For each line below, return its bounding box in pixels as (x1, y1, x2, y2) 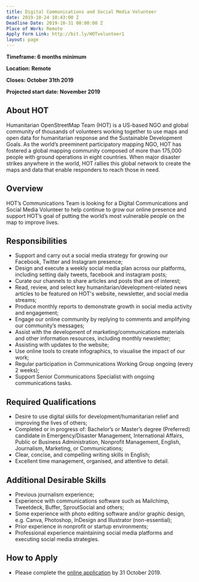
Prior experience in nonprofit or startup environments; (14, 523, 149, 530)
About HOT (6, 106, 49, 116)
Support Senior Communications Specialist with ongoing (14, 373, 155, 380)
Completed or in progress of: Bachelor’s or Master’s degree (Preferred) (14, 426, 191, 433)
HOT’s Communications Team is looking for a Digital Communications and (6, 199, 188, 207)
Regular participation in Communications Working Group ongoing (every (14, 360, 194, 368)
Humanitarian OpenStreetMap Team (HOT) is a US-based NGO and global (6, 121, 189, 129)
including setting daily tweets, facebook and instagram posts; (14, 271, 167, 278)
